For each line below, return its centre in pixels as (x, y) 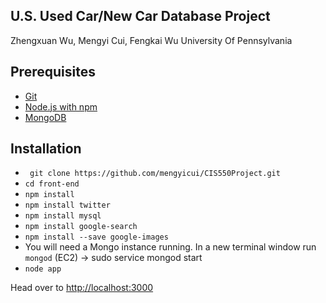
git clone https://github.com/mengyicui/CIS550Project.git (155, 174)
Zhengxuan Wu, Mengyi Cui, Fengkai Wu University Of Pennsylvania (151, 40)
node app (43, 269)
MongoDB (45, 117)
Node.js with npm (61, 106)
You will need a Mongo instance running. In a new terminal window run (170, 247)
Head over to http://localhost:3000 (82, 288)
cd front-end (52, 184)
